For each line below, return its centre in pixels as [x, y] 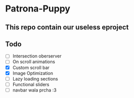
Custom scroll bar [31, 67]
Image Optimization [33, 73]
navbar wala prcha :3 [35, 90]
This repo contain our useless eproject [67, 27]
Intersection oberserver [37, 56]
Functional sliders [31, 84]
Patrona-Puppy [38, 9]
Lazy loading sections [35, 78]
